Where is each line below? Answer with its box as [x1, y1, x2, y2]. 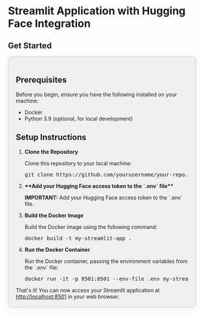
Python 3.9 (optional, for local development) [24, 115, 133, 122]
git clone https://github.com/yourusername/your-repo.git [24, 171, 198, 178]
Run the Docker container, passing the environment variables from [24, 257, 188, 264]
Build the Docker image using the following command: [24, 223, 158, 230]
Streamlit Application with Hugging [8, 4, 186, 18]
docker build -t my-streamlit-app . [24, 235, 132, 242]
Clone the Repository [24, 148, 78, 155]
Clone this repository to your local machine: [24, 160, 132, 167]
